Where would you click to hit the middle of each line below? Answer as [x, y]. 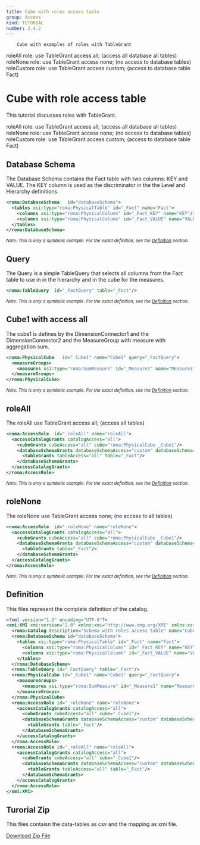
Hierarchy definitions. [33, 191]
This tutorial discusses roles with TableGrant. [62, 115]
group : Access [24, 17]
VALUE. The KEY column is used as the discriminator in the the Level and [96, 185]
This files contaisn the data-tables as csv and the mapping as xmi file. [92, 824]
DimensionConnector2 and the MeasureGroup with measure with [86, 340]
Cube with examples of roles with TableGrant [74, 45]
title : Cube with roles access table [53, 12]
